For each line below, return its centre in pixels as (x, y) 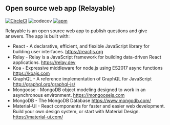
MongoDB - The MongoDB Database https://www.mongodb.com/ (82, 100)
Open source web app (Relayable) (60, 8)
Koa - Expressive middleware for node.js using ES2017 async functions (88, 68)
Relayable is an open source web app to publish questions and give (76, 31)
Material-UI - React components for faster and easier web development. (89, 106)
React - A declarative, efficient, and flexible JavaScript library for (81, 46)
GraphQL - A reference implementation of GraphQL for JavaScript (82, 78)
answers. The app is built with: (38, 36)
